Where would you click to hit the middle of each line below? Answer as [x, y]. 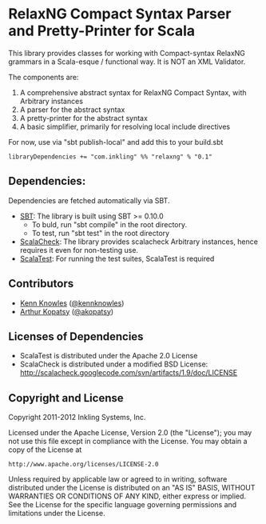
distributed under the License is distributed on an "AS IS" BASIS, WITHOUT [132, 488]
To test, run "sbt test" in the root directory [101, 233]
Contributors [41, 284]
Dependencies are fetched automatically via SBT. [89, 200]
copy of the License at [45, 450]
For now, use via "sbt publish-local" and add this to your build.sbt [116, 142]
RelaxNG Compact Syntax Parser [120, 14]
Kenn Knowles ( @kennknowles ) [72, 303]
